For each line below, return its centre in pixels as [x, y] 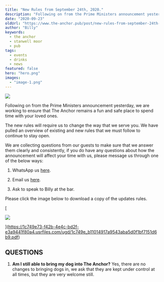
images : [13, 78]
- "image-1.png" [26, 82]
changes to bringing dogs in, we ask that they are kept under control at [83, 269]
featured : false [21, 69]
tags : [10, 50]
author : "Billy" [21, 28]
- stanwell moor [26, 42]
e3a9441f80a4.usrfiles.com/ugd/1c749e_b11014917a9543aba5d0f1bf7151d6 [81, 232]
